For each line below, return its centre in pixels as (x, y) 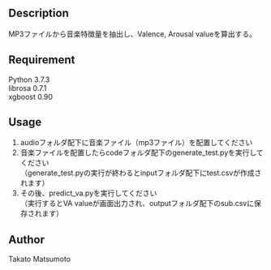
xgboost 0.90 (31, 96)
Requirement (42, 60)
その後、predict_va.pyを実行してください (88, 193)
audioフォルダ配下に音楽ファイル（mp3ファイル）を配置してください (136, 143)
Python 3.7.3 (29, 79)
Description (39, 13)
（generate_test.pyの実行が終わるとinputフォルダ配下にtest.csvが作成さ (141, 173)
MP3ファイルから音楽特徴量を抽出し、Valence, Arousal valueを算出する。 (133, 34)
